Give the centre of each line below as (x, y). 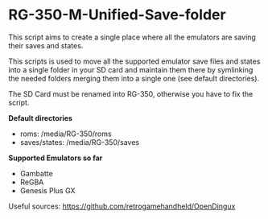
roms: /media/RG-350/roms (66, 134)
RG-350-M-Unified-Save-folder (118, 15)
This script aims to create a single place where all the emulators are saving (132, 37)
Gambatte (37, 173)
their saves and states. (46, 45)
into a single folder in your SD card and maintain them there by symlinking (131, 69)
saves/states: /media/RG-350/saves (79, 142)
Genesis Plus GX (47, 190)
